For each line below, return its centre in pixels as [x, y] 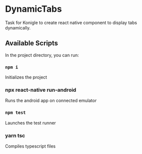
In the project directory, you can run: [42, 55]
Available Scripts [31, 43]
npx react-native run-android [41, 90]
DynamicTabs [34, 9]
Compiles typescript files [30, 146]
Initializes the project [26, 77]
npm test [15, 113]
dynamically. [18, 27]
